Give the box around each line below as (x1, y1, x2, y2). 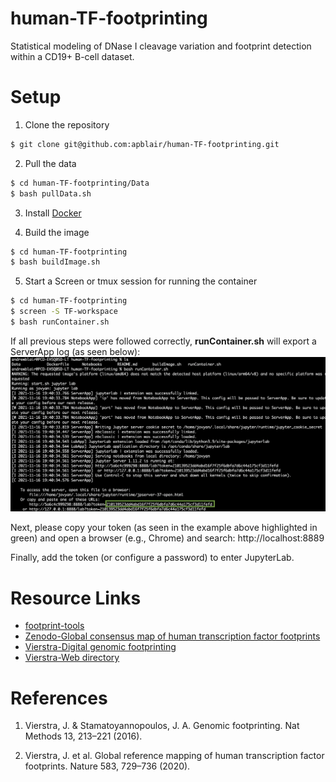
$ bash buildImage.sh (10, 257, 101, 267)
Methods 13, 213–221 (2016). (24, 730, 143, 742)
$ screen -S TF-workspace (10, 307, 118, 317)
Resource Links (10, 587, 142, 609)
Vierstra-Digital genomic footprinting (24, 641, 177, 653)
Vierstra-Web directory (24, 652, 120, 664)
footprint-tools (24, 620, 85, 632)
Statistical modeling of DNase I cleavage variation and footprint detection (10, 40, 312, 52)
